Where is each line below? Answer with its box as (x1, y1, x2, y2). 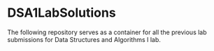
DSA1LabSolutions (7, 5, 117, 21)
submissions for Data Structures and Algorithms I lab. (7, 35, 161, 43)
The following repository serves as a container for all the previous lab (7, 28, 208, 36)
